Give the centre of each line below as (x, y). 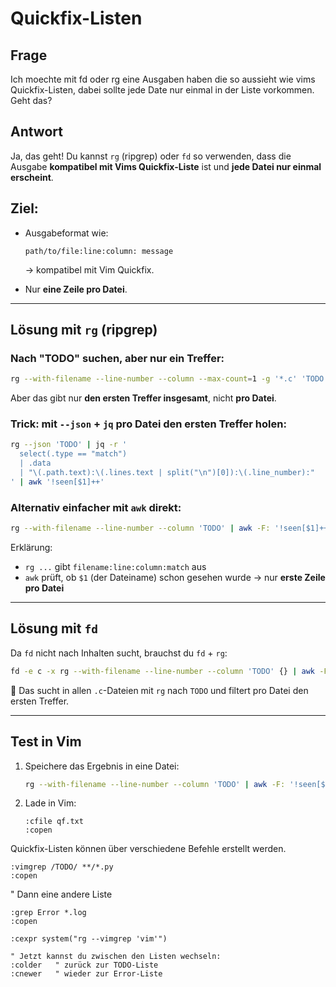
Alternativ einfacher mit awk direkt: (96, 507)
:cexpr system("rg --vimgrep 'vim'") (89, 939)
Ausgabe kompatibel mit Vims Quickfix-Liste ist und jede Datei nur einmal (166, 166)
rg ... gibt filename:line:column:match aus (115, 567)
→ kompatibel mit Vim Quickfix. (89, 269)
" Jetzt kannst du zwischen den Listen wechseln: (116, 957)
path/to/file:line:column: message (99, 251)
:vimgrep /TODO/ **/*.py (62, 867)
